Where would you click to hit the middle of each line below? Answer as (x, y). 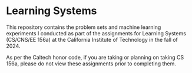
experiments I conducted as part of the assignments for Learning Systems (96, 33)
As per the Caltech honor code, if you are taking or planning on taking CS (95, 57)
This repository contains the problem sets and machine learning (84, 27)
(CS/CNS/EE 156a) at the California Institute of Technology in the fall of (92, 39)
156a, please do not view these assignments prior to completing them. (91, 64)
